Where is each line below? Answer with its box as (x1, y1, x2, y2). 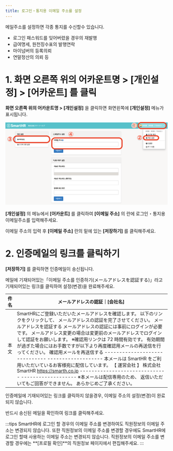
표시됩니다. (5, 111, 28, 117)
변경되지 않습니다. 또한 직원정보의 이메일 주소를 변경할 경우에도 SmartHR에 (14, 427, 166, 434)
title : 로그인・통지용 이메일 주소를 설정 (5, 8, 82, 13)
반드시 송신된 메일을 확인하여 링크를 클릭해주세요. (5, 410, 105, 416)
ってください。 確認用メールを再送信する (16, 349, 104, 355)
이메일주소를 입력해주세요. (5, 217, 58, 223)
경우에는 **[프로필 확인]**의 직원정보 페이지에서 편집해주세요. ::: (14, 440, 144, 446)
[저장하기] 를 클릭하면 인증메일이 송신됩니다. (5, 265, 94, 272)
